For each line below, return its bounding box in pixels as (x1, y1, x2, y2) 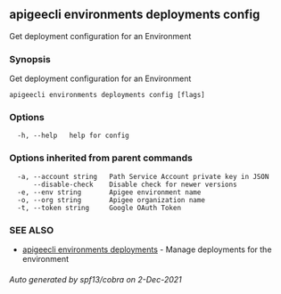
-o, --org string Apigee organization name (17, 195, 205, 204)
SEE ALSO (9, 224, 54, 236)
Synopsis (9, 53, 51, 65)
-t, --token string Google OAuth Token (17, 203, 181, 212)
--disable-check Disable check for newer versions (32, 180, 238, 189)
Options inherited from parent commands (9, 151, 194, 164)
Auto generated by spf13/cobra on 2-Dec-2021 (9, 274, 182, 284)
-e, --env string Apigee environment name (17, 187, 202, 197)
